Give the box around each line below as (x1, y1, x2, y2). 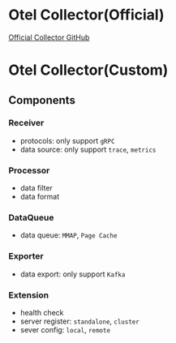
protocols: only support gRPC (19, 135, 115, 145)
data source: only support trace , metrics (19, 144, 157, 154)
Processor (8, 165, 50, 176)
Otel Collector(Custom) (8, 61, 169, 79)
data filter (19, 183, 53, 193)
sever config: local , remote (19, 325, 111, 334)
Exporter (8, 251, 44, 262)
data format (19, 192, 60, 202)
